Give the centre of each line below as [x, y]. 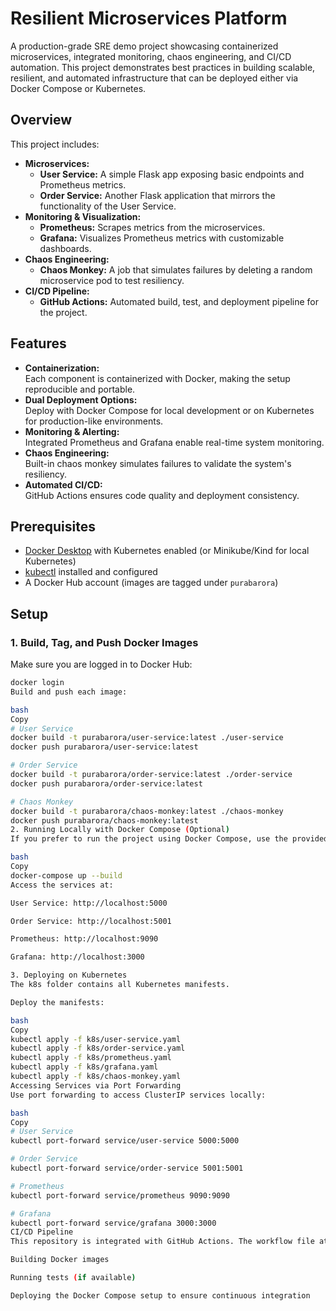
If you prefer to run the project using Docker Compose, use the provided [169, 839]
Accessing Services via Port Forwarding [96, 1085]
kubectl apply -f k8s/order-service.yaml [98, 1048]
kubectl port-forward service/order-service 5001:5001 [127, 1168]
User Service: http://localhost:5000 [89, 903]
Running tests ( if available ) [73, 1278]
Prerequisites [53, 526]
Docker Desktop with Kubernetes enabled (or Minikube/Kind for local [167, 551]
